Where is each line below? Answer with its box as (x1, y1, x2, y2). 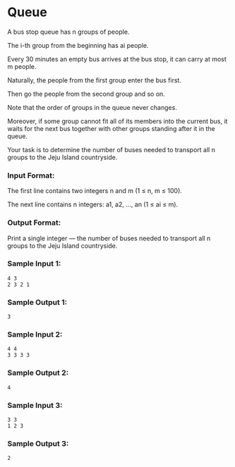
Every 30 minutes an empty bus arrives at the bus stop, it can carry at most (7, 54, 227, 63)
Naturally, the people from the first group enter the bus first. (7, 75, 182, 85)
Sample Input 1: (7, 259, 61, 268)
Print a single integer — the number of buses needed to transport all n (7, 234, 211, 242)
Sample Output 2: (7, 368, 69, 378)
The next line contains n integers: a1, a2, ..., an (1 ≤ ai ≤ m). (7, 200, 179, 208)
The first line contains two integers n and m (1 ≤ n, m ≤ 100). (7, 187, 182, 195)
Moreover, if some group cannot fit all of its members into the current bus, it (7, 117, 228, 125)
